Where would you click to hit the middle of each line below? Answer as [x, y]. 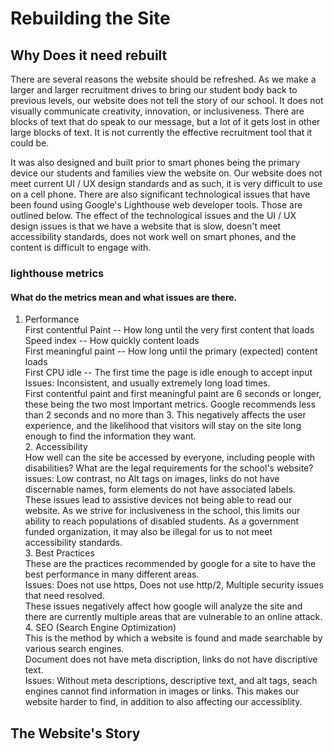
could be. [30, 143]
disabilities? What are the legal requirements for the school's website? [169, 468]
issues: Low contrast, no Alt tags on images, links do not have [152, 479]
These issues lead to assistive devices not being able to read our [158, 500]
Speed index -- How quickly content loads [112, 341]
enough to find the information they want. [110, 436]
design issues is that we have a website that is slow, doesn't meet [146, 226]
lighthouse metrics [57, 273]
